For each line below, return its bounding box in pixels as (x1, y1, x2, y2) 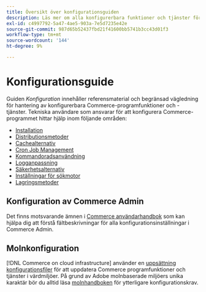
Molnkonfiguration (6, 243, 80, 254)
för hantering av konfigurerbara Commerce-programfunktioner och (6, 102, 176, 109)
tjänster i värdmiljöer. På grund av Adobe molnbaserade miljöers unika (6, 272, 184, 280)
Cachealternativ (15, 139, 56, 147)
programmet (6, 114, 38, 122)
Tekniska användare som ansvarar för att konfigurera (28, 108, 162, 115)
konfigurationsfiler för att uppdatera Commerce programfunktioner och (6, 266, 186, 273)
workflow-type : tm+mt (6, 32, 62, 38)
